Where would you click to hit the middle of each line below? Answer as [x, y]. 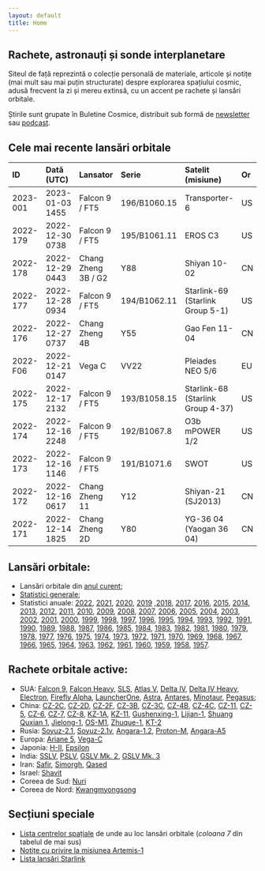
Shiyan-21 [205, 492]
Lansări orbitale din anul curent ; [71, 586]
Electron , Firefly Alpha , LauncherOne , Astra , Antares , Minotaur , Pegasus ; [138, 697]
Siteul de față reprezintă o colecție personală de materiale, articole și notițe [130, 74]
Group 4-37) [209, 409]
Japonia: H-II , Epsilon [54, 747]
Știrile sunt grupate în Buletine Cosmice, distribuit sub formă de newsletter [129, 115]
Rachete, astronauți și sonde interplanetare [117, 55]
